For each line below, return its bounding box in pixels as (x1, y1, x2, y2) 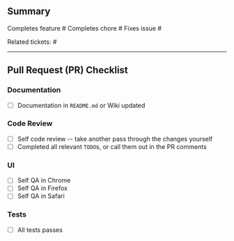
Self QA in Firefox (17, 184, 68, 192)
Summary (7, 6, 51, 17)
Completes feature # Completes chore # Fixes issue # (7, 24, 162, 32)
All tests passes (17, 226, 63, 234)
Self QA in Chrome (17, 176, 71, 185)
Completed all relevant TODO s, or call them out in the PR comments (17, 142, 207, 150)
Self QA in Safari (17, 192, 65, 201)
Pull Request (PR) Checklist (7, 64, 129, 76)
